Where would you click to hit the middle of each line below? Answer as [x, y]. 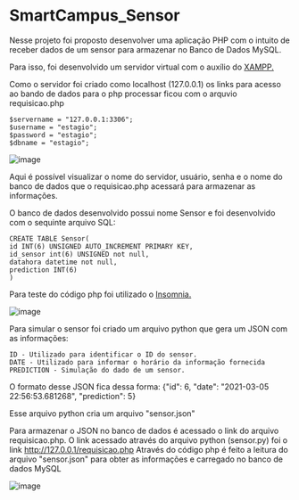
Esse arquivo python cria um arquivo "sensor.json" [102, 413]
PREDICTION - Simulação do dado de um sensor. [97, 370]
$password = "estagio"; [54, 135]
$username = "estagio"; [54, 127]
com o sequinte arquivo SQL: [62, 222]
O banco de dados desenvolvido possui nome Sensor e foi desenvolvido [142, 213]
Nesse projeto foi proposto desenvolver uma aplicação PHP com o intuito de [149, 40]
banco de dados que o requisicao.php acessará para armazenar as [133, 186]
